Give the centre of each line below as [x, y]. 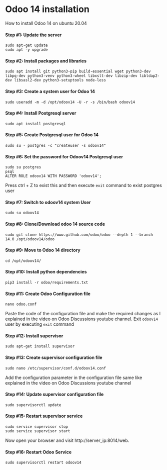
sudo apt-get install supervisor [40, 346]
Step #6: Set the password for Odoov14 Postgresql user [64, 156]
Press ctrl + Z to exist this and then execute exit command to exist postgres [84, 185]
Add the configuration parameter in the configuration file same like [74, 378]
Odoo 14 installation [47, 9]
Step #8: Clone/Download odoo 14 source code [55, 224]
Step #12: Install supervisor [34, 336]
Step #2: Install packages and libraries [46, 61]
